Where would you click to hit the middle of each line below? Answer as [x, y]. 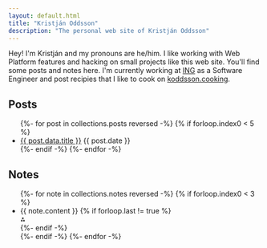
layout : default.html [44, 16]
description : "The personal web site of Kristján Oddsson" [109, 30]
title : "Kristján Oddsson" [53, 23]
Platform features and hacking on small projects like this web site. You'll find [134, 62]
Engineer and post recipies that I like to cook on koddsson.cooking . [119, 79]
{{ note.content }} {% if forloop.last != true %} [95, 211]
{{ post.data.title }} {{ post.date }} [75, 140]
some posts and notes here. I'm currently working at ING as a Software [125, 71]
